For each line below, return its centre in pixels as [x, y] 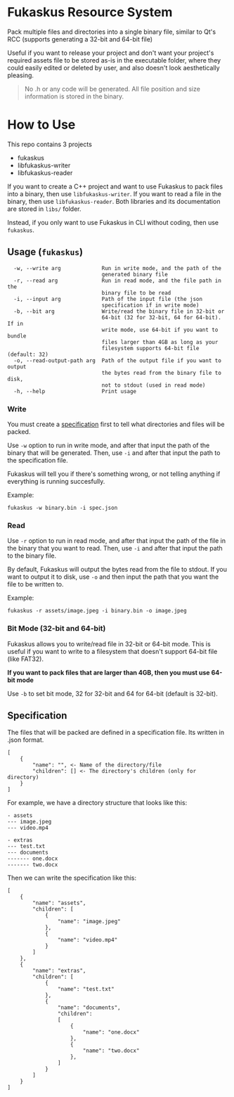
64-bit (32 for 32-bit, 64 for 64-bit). [161, 317]
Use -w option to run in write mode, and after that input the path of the [109, 445]
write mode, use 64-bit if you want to [160, 330]
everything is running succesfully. [56, 481]
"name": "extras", [59, 971]
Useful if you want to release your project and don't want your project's [111, 53]
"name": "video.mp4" [87, 940]
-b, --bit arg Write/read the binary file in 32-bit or [119, 311]
